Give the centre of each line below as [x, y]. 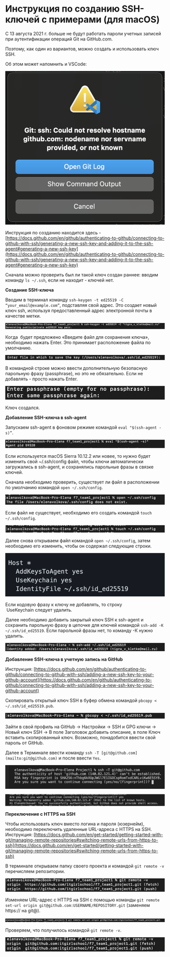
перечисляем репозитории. [35, 871]
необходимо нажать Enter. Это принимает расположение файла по [78, 342]
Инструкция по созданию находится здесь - [53, 232]
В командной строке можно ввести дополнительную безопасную [76, 368]
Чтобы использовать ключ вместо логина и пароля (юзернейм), [75, 824]
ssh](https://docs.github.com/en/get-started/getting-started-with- [74, 846]
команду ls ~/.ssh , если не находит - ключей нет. [60, 280]
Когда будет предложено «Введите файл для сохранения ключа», [77, 337]
